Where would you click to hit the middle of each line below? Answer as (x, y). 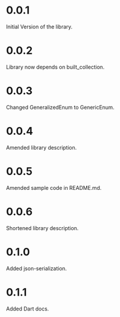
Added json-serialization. (36, 268)
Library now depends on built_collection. (55, 67)
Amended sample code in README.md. (54, 187)
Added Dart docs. (27, 309)
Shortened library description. (42, 228)
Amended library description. (41, 147)
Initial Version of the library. (39, 27)
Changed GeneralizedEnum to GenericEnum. (60, 107)
